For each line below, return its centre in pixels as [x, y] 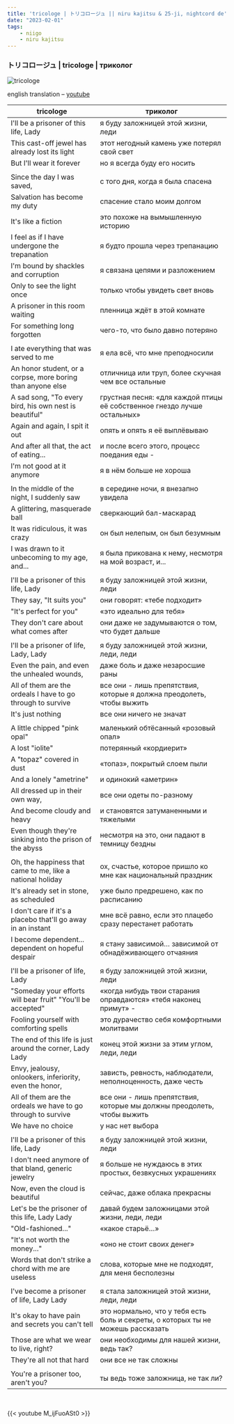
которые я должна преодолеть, [153, 694]
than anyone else [39, 386]
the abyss [27, 848]
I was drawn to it [38, 549]
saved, [22, 186]
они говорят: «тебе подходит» [151, 600]
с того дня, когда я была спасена [156, 182]
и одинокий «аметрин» [139, 779]
